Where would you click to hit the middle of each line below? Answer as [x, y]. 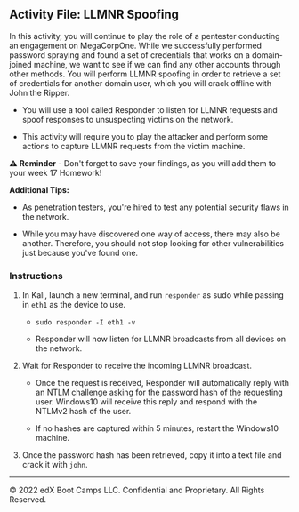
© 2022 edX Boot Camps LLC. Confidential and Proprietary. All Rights [137, 490]
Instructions [36, 276]
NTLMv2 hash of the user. [83, 412]
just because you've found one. [80, 252]
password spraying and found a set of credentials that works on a [130, 55]
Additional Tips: [39, 189]
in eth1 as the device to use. [74, 305]
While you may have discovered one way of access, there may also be [151, 234]
